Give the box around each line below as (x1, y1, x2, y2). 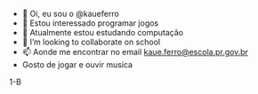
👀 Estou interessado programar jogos (21, 18, 159, 28)
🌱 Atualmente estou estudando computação (21, 27, 184, 37)
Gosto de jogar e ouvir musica (21, 59, 133, 70)
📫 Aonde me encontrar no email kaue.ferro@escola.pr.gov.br (21, 47, 249, 57)
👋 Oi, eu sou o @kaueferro (21, 9, 120, 19)
